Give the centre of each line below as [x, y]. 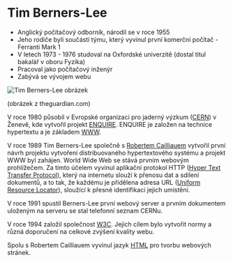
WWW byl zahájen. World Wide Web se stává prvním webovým [98, 160]
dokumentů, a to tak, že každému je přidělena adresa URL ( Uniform [104, 182]
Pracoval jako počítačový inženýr [65, 69]
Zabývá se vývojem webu [54, 76]
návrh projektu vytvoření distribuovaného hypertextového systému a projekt [116, 153]
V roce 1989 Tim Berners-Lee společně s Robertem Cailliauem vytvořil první [116, 145]
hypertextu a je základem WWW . [54, 132]
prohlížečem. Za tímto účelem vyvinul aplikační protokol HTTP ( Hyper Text [114, 167]
